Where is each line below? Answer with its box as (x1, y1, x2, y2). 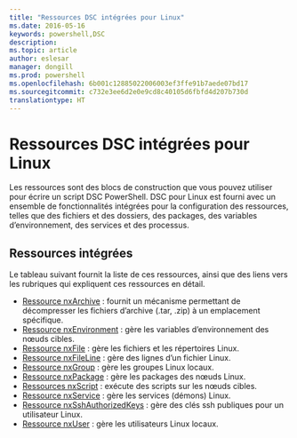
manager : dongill (9, 63, 74, 72)
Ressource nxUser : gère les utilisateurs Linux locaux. (21, 418, 220, 429)
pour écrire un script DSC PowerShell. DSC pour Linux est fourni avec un (9, 192, 277, 203)
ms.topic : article (9, 46, 77, 55)
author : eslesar (9, 54, 69, 63)
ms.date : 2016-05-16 (9, 21, 86, 30)
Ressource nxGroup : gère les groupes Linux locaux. (21, 362, 215, 373)
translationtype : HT (9, 95, 86, 105)
